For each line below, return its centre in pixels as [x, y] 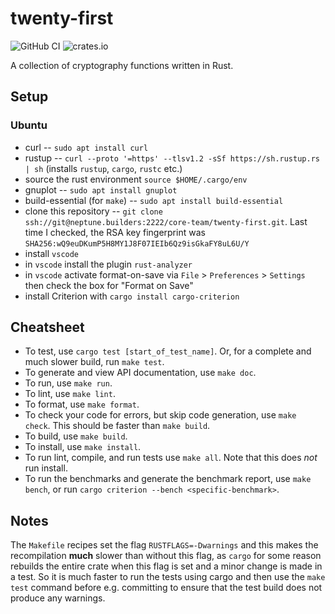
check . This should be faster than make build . [117, 426]
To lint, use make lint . [70, 394]
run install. [46, 468]
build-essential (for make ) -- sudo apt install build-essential [154, 200]
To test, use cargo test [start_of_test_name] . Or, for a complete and [168, 351]
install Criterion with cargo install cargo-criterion [132, 296]
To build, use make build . [76, 436]
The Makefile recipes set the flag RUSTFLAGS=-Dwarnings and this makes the [164, 545]
